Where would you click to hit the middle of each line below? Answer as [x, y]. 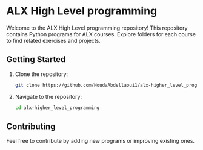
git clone [28, 85]
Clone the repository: [42, 74]
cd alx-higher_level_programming [57, 108]
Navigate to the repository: [48, 96]
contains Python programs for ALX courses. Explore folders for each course [101, 34]
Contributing [31, 126]
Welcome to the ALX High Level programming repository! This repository [97, 28]
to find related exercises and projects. [54, 40]
